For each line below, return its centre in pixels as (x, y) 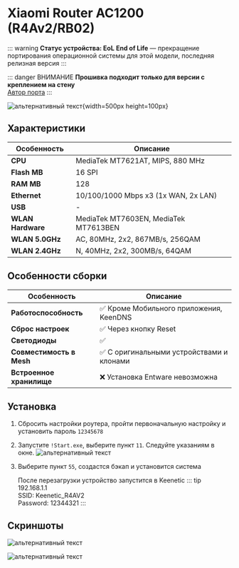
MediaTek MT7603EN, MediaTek (131, 218)
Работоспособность (47, 313)
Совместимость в (43, 352)
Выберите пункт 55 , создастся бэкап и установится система (109, 467)
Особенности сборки (57, 276)
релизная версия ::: (37, 63)
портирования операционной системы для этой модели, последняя (111, 56)
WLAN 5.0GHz (36, 239)
